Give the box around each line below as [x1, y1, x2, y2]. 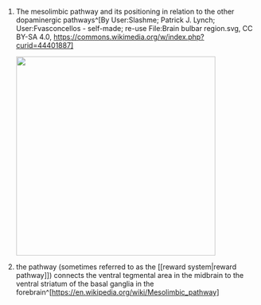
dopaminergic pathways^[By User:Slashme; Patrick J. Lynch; [15, 15, 216, 25]
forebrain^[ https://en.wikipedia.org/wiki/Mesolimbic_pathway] [15, 287, 220, 297]
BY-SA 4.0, [15, 32, 53, 41]
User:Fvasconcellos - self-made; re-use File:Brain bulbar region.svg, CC [15, 24, 253, 33]
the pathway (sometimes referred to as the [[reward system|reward [15, 262, 237, 272]
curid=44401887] [15, 41, 74, 50]
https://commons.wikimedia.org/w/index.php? [53, 32, 205, 41]
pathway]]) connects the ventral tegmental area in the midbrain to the [15, 271, 244, 280]
